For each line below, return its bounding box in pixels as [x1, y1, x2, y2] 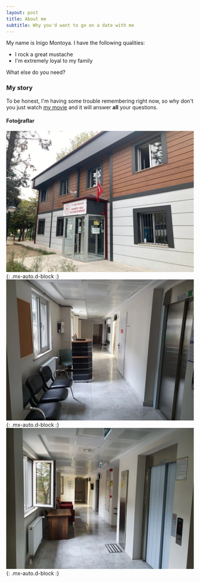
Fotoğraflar [6, 117, 35, 125]
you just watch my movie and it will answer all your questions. [6, 103, 158, 110]
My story [6, 84, 33, 92]
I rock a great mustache [14, 51, 73, 58]
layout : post [6, 10, 39, 16]
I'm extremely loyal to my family [14, 57, 93, 64]
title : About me [6, 16, 46, 22]
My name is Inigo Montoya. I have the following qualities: [6, 39, 145, 47]
